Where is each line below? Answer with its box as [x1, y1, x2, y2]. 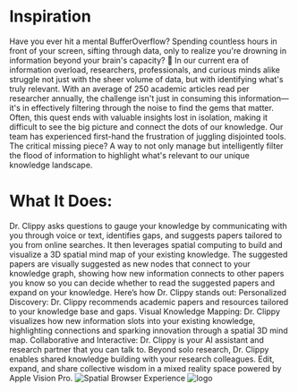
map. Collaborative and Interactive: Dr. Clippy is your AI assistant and [9, 334, 264, 345]
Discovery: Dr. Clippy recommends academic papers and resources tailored [9, 296, 289, 307]
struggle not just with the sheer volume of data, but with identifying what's [9, 73, 284, 84]
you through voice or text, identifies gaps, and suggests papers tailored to [9, 230, 283, 241]
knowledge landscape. [9, 159, 93, 170]
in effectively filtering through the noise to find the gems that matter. [21, 102, 275, 113]
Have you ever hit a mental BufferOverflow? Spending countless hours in [9, 36, 277, 47]
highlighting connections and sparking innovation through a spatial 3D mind [9, 325, 288, 336]
